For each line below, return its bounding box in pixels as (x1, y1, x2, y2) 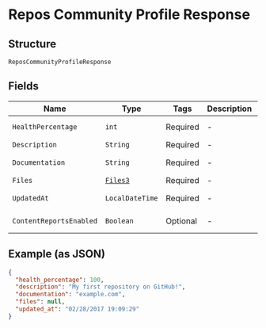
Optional (165, 215, 198, 227)
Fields (8, 79, 40, 93)
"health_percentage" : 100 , (15, 276, 104, 284)
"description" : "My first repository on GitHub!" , (15, 283, 186, 291)
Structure (8, 37, 57, 51)
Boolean (104, 216, 135, 225)
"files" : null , (15, 298, 66, 306)
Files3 (104, 176, 130, 185)
